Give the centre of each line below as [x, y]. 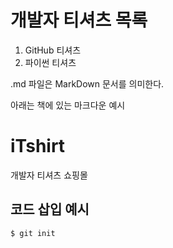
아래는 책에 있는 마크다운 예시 [68, 105]
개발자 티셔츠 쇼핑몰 [49, 175]
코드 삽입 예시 [50, 209]
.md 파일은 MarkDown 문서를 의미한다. [87, 83]
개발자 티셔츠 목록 [79, 20]
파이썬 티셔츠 [50, 62]
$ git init [33, 233]
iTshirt [38, 146]
